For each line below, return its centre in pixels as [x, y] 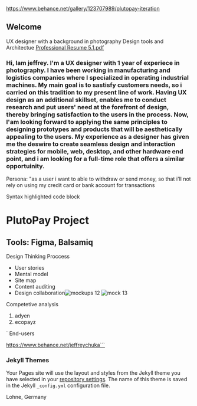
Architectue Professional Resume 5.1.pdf [55, 47]
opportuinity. [25, 166]
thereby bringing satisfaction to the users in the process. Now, [97, 114]
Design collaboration [40, 293]
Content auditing [35, 287]
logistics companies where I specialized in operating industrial [97, 77]
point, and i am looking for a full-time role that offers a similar [95, 159]
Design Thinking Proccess [38, 257]
